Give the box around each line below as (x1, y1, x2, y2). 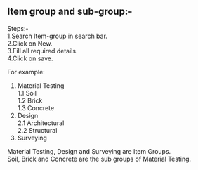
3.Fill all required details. (7, 46, 78, 55)
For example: (7, 67, 46, 76)
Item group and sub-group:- (7, 6, 133, 18)
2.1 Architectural (17, 119, 65, 127)
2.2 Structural (17, 126, 58, 134)
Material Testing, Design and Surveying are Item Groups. (7, 147, 171, 155)
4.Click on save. (7, 54, 54, 63)
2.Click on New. (7, 39, 53, 48)
